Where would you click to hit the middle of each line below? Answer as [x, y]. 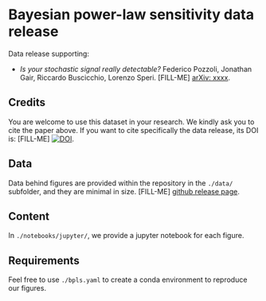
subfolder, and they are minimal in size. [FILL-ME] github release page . [124, 191]
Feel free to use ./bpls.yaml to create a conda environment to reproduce [128, 279]
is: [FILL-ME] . [41, 139]
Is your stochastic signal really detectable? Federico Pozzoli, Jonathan [136, 68]
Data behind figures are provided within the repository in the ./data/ [121, 183]
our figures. [27, 288]
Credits [27, 102]
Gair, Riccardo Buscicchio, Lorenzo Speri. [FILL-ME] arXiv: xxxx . [125, 77]
